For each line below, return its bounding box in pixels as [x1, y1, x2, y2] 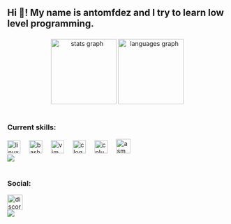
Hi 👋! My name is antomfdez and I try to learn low [7, 7, 225, 19]
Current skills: [7, 122, 57, 132]
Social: [7, 178, 31, 188]
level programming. [7, 18, 94, 30]
